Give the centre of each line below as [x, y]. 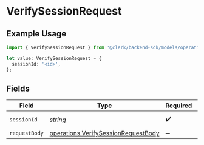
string [58, 120]
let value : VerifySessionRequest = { [54, 58]
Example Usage [36, 34]
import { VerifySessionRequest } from [55, 47]
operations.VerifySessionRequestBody [104, 133]
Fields [18, 88]
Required [179, 106]
